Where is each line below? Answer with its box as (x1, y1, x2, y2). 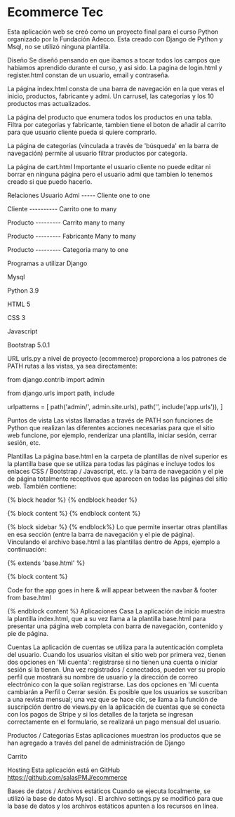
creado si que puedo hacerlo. (7, 177, 93, 186)
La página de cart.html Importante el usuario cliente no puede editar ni (7, 162, 211, 171)
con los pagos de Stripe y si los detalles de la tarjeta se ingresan (7, 710, 194, 718)
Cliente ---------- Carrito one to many (7, 204, 117, 213)
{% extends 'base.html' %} (7, 559, 86, 567)
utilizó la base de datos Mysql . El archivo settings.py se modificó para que (7, 794, 223, 802)
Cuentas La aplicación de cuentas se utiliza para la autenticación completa (7, 643, 224, 651)
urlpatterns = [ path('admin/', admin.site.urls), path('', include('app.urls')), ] (7, 402, 223, 411)
